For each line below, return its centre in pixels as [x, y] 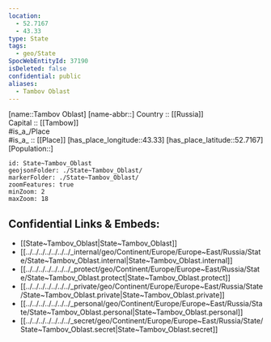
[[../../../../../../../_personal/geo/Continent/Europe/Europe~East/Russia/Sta [141, 304]
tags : [17, 46]
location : [25, 16]
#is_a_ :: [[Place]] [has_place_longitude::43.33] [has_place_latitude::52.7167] [136, 140]
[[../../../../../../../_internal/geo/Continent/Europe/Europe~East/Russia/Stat [140, 252]
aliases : [23, 83]
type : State [28, 38]
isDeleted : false [38, 69]
